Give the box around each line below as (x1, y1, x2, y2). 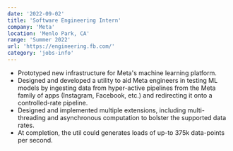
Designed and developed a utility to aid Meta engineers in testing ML (17, 76, 218, 84)
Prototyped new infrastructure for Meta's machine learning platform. (17, 68, 217, 77)
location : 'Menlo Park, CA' (7, 29, 90, 37)
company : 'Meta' (7, 23, 55, 30)
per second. (17, 136, 53, 144)
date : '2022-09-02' (7, 10, 65, 18)
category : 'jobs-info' (7, 50, 74, 57)
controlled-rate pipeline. (17, 98, 88, 107)
